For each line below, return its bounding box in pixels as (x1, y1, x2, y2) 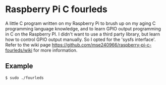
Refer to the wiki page (5, 41, 51, 48)
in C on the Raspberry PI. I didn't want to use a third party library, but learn (5, 31, 160, 37)
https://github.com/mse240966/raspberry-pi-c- (51, 41, 152, 48)
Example (5, 62, 33, 70)
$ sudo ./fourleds (5, 75, 44, 80)
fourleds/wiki (5, 47, 33, 53)
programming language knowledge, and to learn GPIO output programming (5, 25, 161, 31)
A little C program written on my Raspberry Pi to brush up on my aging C (5, 20, 156, 26)
